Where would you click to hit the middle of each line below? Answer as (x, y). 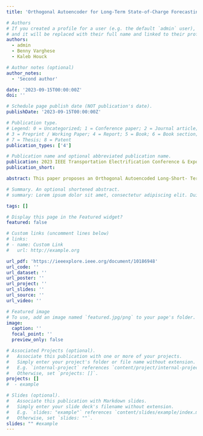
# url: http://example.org (43, 250)
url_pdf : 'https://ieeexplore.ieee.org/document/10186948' (82, 261)
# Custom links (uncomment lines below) (58, 234)
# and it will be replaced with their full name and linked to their (96, 34)
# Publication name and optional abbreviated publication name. (89, 156)
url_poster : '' (25, 278)
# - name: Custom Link (35, 245)
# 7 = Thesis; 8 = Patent (39, 140)
